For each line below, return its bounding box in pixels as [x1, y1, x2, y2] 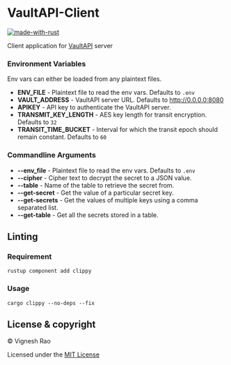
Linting [7, 230, 38, 242]
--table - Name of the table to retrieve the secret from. [17, 181, 175, 189]
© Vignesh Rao [7, 337, 51, 345]
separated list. [17, 203, 58, 211]
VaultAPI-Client [7, 5, 99, 21]
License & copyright [7, 318, 96, 330]
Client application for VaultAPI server [7, 41, 113, 50]
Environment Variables [7, 59, 86, 68]
